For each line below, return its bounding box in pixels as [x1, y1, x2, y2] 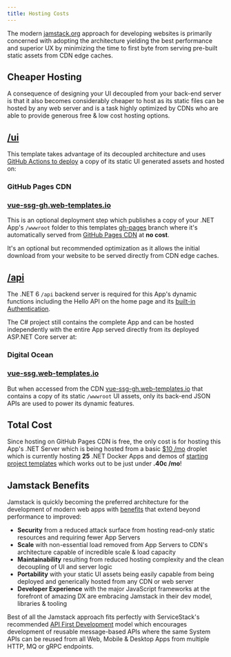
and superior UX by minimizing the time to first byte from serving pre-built [7, 44, 218, 52]
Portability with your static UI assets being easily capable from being [17, 570, 214, 578]
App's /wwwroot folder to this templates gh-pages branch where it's [7, 223, 198, 232]
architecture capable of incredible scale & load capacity [17, 548, 176, 557]
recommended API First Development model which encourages [7, 620, 188, 629]
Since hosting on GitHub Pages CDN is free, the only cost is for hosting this [7, 437, 221, 446]
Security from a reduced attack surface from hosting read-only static [17, 526, 215, 535]
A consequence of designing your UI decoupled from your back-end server [7, 89, 222, 98]
